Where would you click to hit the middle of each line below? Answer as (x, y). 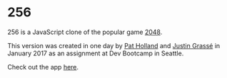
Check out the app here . (43, 67)
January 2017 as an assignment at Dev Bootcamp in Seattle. (96, 53)
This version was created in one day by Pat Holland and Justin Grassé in (114, 45)
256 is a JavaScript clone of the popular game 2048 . (85, 32)
